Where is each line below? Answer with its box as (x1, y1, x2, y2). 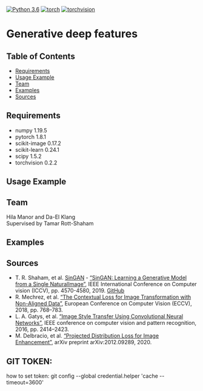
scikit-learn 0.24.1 (15, 146, 59, 153)
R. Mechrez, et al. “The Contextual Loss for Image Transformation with (15, 293, 191, 301)
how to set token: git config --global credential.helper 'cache (6, 372, 159, 379)
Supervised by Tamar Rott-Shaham (6, 220, 94, 227)
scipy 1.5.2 (15, 152, 42, 160)
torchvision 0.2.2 (15, 158, 58, 166)
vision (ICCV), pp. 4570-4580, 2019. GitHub (15, 287, 125, 294)
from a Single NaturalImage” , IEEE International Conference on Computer (15, 280, 197, 288)
